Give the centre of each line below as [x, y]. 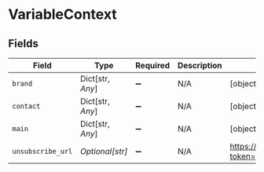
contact [26, 106]
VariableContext [63, 15]
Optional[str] [104, 151]
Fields [24, 44]
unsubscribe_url [42, 151]
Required [152, 66]
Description [200, 66]
